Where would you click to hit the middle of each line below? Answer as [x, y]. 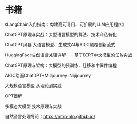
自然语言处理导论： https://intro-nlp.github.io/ [50, 116]
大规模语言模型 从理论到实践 [33, 85]
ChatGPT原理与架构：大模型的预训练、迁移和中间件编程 [61, 65]
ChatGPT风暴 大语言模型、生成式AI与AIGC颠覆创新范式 [60, 44]
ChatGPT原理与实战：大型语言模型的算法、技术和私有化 [61, 34]
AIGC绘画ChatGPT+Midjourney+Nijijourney [48, 75]
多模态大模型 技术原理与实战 [33, 106]
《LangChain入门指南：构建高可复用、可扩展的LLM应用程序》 [66, 24]
